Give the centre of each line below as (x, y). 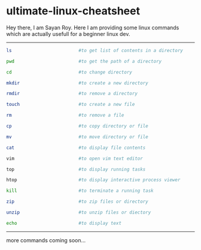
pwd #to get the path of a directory (84, 61)
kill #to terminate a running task (80, 191)
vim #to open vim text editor (75, 158)
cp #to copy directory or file (77, 126)
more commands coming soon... (46, 240)
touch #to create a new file (71, 105)
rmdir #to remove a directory (72, 94)
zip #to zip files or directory (77, 202)
